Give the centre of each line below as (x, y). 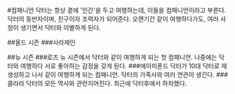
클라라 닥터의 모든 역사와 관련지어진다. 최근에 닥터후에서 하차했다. (97, 83)
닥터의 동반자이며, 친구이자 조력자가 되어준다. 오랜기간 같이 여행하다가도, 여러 (113, 19)
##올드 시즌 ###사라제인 (41, 42)
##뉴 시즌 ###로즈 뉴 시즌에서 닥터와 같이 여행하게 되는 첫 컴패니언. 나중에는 (112, 57)
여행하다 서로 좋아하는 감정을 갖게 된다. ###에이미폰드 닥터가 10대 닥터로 (120, 66)
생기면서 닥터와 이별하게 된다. (60, 28)
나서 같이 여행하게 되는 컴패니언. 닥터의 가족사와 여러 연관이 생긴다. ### (130, 75)
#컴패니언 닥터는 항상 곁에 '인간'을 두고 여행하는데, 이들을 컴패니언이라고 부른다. (117, 10)
